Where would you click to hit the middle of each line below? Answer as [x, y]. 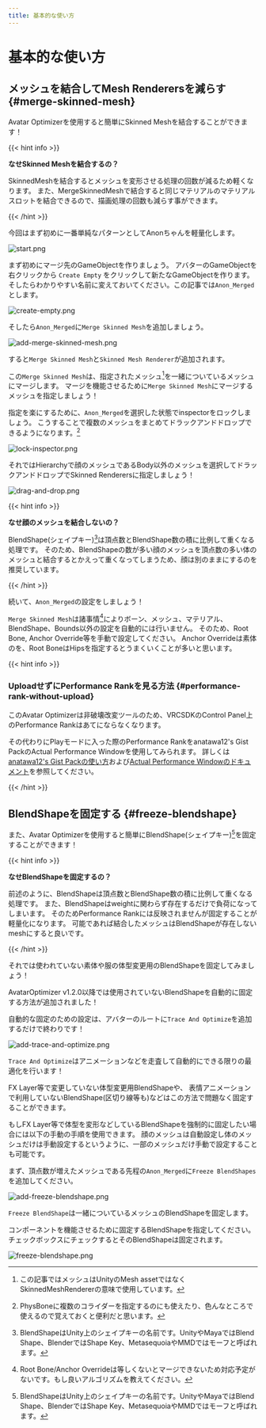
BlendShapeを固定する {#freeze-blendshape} [123, 814]
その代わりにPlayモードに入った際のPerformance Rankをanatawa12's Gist [129, 741]
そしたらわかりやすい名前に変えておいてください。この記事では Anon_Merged [131, 284]
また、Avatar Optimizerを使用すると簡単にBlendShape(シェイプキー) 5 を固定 [132, 834]
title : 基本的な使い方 [42, 15]
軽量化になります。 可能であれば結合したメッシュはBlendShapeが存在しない [133, 923]
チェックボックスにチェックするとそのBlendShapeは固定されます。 [118, 1240]
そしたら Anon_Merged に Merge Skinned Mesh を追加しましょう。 [108, 326]
